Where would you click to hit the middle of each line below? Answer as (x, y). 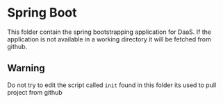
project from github (35, 92)
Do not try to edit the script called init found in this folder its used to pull (112, 85)
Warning (26, 68)
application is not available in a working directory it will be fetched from (109, 39)
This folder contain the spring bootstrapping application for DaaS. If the (109, 32)
